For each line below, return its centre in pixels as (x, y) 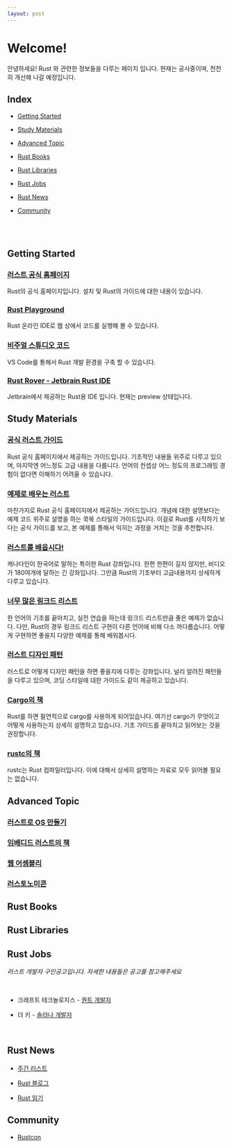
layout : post (26, 14)
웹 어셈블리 (25, 863)
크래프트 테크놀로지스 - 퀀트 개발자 (64, 1000)
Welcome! (37, 48)
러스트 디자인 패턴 (35, 655)
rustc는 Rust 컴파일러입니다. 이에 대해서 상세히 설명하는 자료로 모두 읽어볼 (108, 770)
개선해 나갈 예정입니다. (45, 77)
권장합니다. (22, 734)
